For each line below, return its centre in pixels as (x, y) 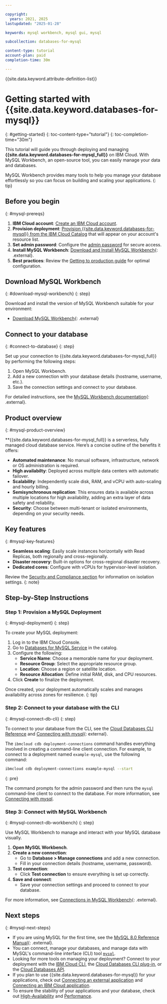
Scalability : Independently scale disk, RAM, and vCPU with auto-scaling (87, 481)
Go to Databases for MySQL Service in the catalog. (65, 648)
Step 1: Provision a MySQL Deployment (53, 612)
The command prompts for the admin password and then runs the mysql (79, 788)
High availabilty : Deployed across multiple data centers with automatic (85, 471)
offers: (12, 450)
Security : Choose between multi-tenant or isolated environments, (80, 508)
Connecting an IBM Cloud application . (51, 985)
